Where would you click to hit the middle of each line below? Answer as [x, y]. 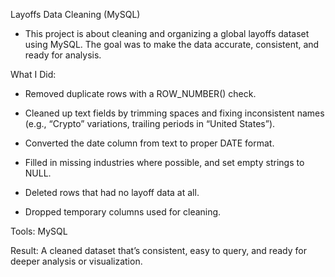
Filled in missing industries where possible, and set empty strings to [164, 162]
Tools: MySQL [39, 231]
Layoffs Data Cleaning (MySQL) [75, 14]
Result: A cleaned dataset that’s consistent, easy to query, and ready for [158, 250]
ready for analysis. [63, 55]
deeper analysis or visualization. [76, 261]
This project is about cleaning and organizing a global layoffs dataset [167, 33]
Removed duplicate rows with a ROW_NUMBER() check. [140, 93]
